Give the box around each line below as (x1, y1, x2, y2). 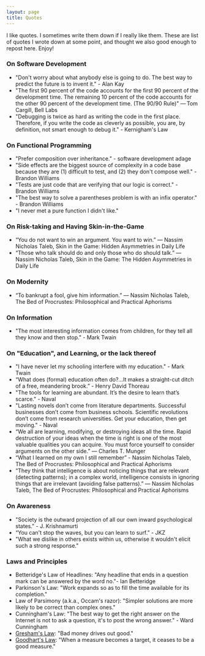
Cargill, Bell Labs (15, 106, 58, 113)
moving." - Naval (15, 421, 58, 429)
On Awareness (6, 502, 51, 510)
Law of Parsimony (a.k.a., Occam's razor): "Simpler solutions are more (15, 597, 193, 604)
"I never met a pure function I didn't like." (15, 207, 119, 214)
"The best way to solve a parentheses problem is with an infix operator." (15, 194, 198, 202)
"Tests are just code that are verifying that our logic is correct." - (15, 181, 179, 189)
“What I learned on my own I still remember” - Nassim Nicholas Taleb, (15, 454, 192, 461)
